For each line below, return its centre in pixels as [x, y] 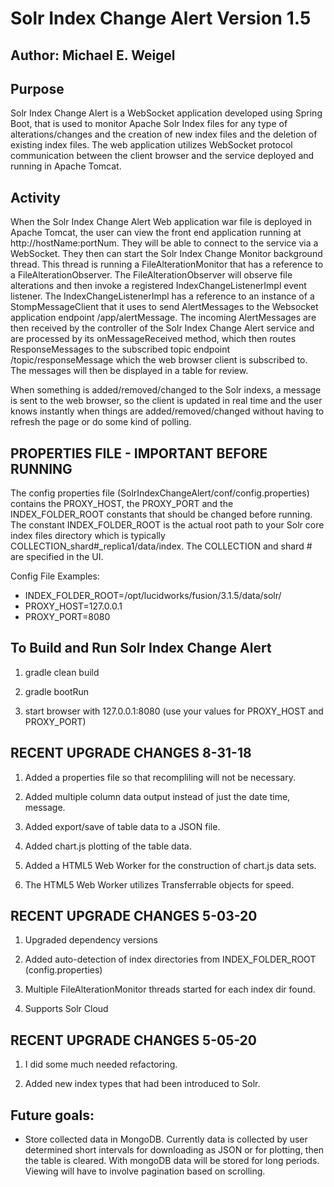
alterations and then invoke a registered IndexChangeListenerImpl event [158, 286]
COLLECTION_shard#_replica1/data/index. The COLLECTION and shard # [161, 546]
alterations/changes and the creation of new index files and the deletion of [164, 134]
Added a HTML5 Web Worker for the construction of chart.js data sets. [170, 865]
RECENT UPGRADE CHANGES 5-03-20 [134, 916]
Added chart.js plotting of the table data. [108, 846]
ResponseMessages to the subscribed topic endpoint [120, 349]
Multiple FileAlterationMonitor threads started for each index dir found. [170, 989]
